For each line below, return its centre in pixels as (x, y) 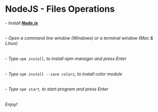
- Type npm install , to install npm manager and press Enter (66, 58)
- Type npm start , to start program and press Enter (57, 89)
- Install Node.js (22, 23)
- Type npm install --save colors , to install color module (63, 74)
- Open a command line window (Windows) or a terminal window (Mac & (79, 38)
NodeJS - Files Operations (60, 9)
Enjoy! (12, 104)
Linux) (12, 43)
